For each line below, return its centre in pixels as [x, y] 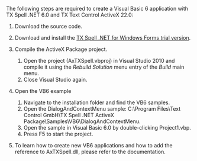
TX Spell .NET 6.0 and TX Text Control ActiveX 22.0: [70, 15]
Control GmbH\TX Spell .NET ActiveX [69, 115]
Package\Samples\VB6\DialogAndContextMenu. [82, 121]
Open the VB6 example [43, 91]
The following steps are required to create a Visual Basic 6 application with [97, 9]
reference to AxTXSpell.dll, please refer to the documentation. [90, 152]
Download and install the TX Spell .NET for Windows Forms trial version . [103, 38]
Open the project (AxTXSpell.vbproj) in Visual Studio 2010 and [99, 61]
